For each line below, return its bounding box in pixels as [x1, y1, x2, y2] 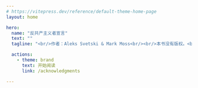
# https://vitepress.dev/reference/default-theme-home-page [6, 8, 157, 15]
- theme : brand [16, 57, 54, 63]
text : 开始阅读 [21, 62, 56, 68]
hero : [6, 25, 19, 31]
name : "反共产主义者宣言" [11, 30, 68, 36]
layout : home [6, 14, 38, 20]
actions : [11, 52, 33, 57]
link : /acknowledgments [21, 68, 81, 74]
